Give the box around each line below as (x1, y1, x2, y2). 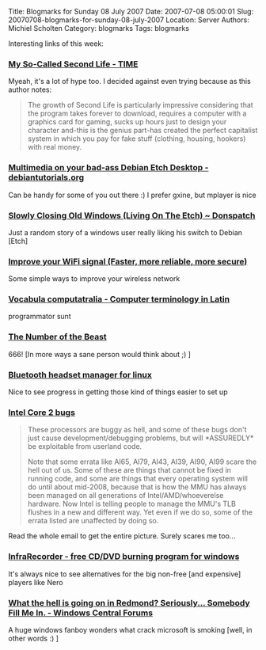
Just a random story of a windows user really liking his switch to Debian (8, 227, 243, 237)
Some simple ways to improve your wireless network (8, 274, 180, 283)
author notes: (8, 85, 52, 94)
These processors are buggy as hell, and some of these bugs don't (27, 425, 247, 435)
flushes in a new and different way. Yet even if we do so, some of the (27, 507, 253, 517)
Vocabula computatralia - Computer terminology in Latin (8, 294, 230, 305)
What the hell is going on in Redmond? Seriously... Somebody (8, 597, 251, 608)
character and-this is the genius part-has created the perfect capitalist (27, 126, 258, 135)
